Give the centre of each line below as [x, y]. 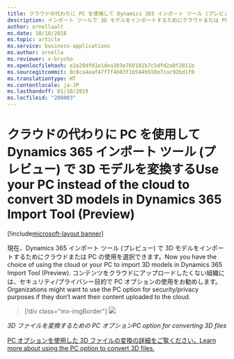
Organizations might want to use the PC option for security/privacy [103, 289]
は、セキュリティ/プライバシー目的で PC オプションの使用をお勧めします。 [114, 281]
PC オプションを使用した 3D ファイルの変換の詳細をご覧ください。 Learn [112, 340]
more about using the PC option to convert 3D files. [81, 348]
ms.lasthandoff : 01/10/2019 [48, 91]
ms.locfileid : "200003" [42, 98]
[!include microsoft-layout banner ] [56, 234]
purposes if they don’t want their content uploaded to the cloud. [99, 296]
